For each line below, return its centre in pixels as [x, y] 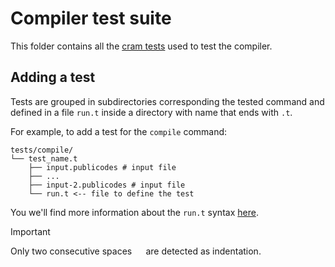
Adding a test [53, 77]
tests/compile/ [42, 150]
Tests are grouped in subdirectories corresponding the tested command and [167, 101]
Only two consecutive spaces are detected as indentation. [136, 251]
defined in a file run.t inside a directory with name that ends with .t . [151, 112]
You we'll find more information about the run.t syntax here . [134, 212]
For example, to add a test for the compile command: [119, 131]
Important [30, 231]
